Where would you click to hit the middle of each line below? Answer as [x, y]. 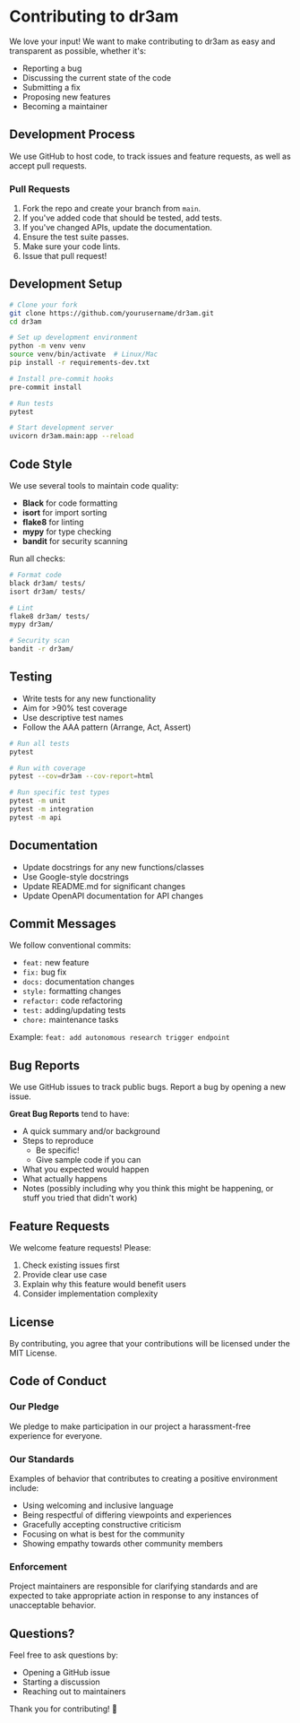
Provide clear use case [64, 1275]
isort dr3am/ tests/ [48, 592]
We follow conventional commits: [70, 945]
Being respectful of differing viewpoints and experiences [127, 1515]
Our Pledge [34, 1407]
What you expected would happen [86, 1169]
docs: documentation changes [78, 982]
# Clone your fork [43, 305]
